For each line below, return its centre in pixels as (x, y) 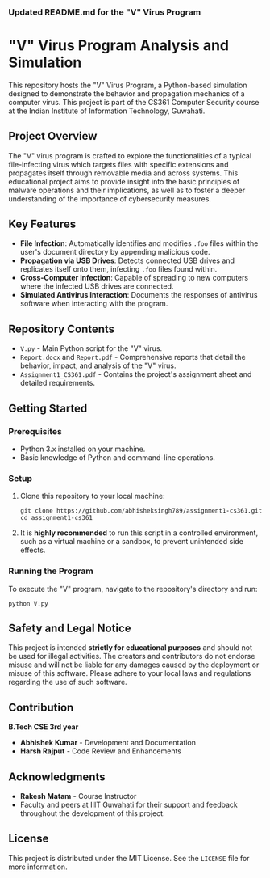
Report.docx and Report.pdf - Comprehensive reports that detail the (133, 357)
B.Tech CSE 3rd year (44, 727)
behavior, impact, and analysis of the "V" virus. (98, 365)
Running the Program (51, 571)
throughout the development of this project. (92, 813)
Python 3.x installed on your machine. (83, 449)
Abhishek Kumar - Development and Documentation (108, 743)
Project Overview (53, 136)
